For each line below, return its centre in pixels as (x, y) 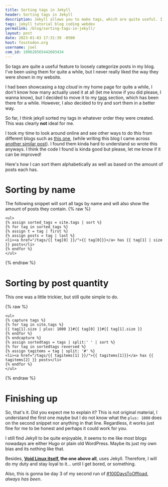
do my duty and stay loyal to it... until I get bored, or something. (71, 464)
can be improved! (23, 154)
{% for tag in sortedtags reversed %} (46, 347)
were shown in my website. (33, 77)
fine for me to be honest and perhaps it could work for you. (66, 429)
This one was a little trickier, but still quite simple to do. (62, 297)
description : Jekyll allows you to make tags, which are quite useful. (81, 19)
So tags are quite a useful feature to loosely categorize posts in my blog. (80, 66)
